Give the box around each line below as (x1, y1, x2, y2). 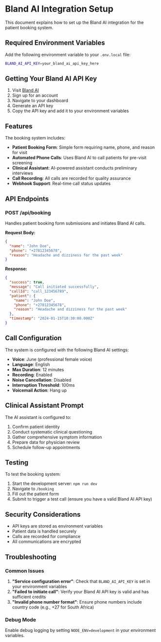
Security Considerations (5, 510, 81, 519)
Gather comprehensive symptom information (12, 434, 102, 440)
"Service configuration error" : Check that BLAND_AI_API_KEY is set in (12, 578, 150, 584)
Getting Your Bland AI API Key (5, 74, 97, 83)
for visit (12, 150, 28, 156)
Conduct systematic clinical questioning (12, 429, 92, 434)
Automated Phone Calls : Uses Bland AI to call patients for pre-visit (12, 155, 147, 161)
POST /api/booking (5, 209, 51, 216)
